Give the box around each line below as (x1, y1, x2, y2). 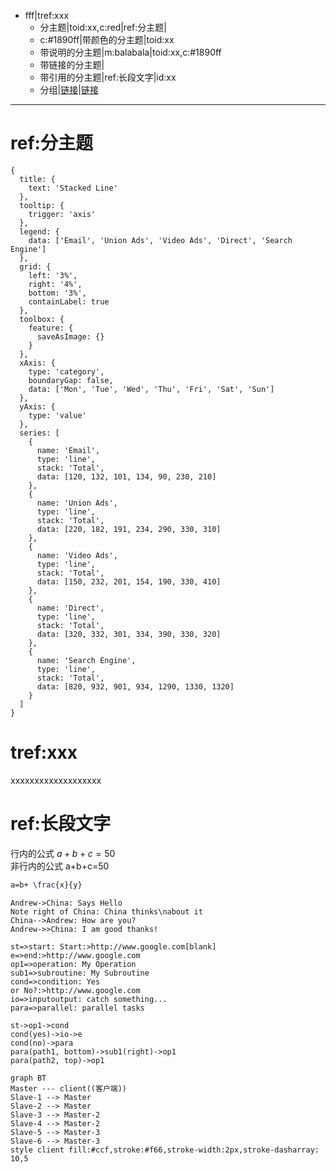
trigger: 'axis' (28, 209, 97, 219)
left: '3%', (28, 270, 78, 280)
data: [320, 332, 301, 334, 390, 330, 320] (36, 629, 222, 639)
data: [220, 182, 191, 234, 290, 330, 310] (36, 524, 222, 534)
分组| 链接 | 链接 (39, 84, 99, 95)
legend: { (19, 226, 60, 237)
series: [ (19, 428, 60, 438)
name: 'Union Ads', (36, 498, 118, 508)
